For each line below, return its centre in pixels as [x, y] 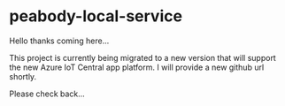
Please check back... [47, 94]
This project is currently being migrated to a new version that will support [142, 57]
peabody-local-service [96, 16]
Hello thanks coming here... [59, 41]
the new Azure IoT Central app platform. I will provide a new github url [137, 67]
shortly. [23, 76]
